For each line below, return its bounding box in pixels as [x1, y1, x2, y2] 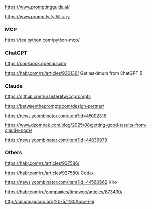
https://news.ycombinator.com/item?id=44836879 [5, 137, 107, 143]
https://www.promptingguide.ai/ [5, 4, 70, 10]
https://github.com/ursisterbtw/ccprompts [5, 93, 91, 99]
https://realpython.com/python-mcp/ [5, 37, 80, 43]
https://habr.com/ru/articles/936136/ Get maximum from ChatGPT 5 [5, 70, 143, 76]
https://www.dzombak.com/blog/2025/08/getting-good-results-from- [5, 122, 147, 128]
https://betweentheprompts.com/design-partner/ [5, 103, 104, 109]
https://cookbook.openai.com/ [5, 60, 67, 66]
